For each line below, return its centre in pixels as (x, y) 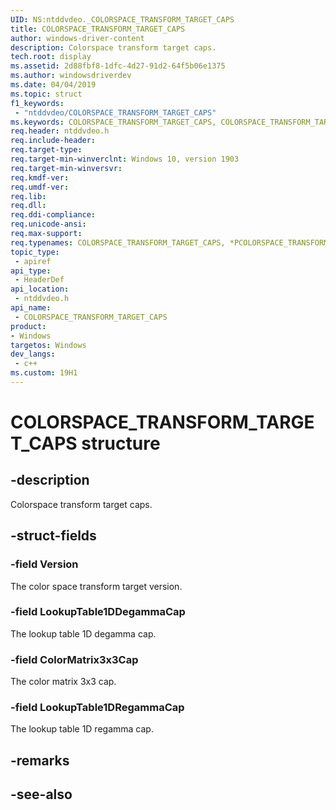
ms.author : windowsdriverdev (71, 76)
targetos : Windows (48, 345)
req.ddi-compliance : (53, 215)
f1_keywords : (37, 103)
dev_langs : (33, 354)
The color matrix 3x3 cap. (63, 682)
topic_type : (35, 252)
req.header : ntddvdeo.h (60, 131)
